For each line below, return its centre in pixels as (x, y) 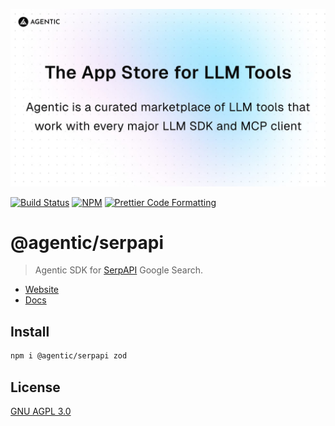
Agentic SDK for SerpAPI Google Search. (119, 270)
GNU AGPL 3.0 (41, 411)
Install (30, 331)
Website (42, 290)
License (35, 387)
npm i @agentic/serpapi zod (69, 356)
